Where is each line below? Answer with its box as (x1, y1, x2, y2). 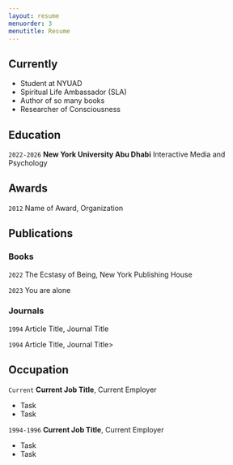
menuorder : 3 (8, 19, 53, 28)
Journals (8, 305, 44, 316)
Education (8, 127, 61, 142)
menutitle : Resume (8, 27, 70, 35)
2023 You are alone (8, 285, 71, 295)
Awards (8, 182, 49, 196)
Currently (8, 57, 58, 71)
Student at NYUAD (19, 79, 83, 88)
